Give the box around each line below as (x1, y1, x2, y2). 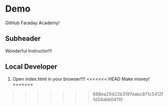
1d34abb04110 (93, 96, 123, 102)
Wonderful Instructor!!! (5, 47, 52, 54)
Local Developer (5, 63, 58, 71)
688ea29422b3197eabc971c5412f (93, 91, 163, 97)
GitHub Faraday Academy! (5, 20, 60, 26)
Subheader (5, 34, 41, 43)
